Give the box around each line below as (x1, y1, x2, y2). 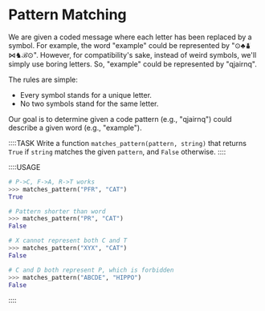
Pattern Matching (8, 6, 127, 24)
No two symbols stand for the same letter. (19, 99, 159, 108)
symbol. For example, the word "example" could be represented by (8, 40, 230, 50)
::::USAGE (8, 162, 41, 172)
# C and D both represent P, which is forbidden (8, 266, 174, 274)
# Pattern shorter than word (8, 207, 106, 216)
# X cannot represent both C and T (8, 236, 128, 245)
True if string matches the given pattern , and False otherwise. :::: (8, 147, 226, 156)
